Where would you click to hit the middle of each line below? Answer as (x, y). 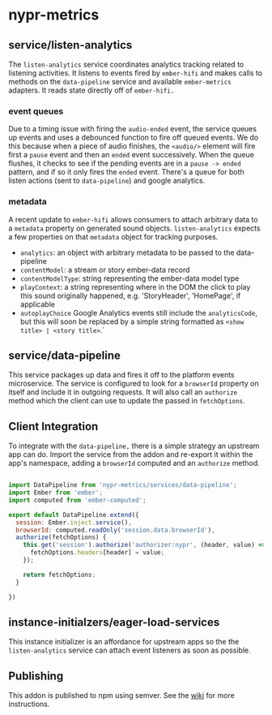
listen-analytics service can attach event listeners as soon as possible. (130, 650)
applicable (37, 304)
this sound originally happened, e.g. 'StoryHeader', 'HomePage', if (130, 295)
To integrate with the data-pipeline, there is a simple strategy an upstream (134, 446)
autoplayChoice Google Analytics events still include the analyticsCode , (138, 312)
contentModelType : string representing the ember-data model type (130, 278)
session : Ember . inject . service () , (74, 522)
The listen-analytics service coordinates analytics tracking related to (126, 64)
